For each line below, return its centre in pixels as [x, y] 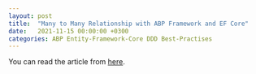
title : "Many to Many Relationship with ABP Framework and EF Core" [129, 24]
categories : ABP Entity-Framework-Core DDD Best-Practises [111, 39]
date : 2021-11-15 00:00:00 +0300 [69, 31]
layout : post [30, 16]
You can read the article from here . [67, 62]
